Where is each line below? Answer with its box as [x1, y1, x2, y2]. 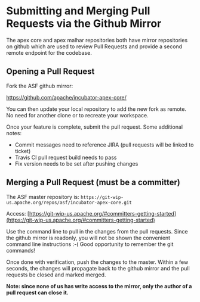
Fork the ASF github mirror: [6, 82, 73, 89]
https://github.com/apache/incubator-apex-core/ [6, 94, 127, 101]
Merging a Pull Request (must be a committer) [6, 178, 180, 188]
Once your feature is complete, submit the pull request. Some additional [6, 123, 183, 130]
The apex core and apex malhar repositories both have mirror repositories [6, 36, 188, 43]
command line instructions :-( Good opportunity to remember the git [6, 240, 174, 248]
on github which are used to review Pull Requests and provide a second [6, 43, 183, 50]
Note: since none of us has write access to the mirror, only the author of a [6, 282, 192, 289]
